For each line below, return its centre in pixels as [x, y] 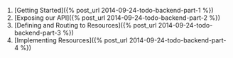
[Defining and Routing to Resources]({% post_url [85, 25]
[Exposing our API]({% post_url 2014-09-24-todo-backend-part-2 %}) [117, 18]
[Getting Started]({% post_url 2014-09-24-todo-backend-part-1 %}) [114, 10]
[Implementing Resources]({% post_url [71, 40]
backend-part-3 [38, 33]
